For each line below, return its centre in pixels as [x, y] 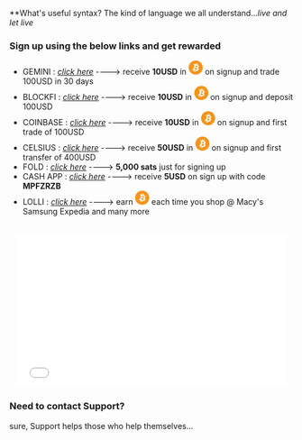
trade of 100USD [53, 132]
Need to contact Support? [67, 407]
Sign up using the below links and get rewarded [115, 46]
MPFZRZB [41, 186]
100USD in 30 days [58, 81]
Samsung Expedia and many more [86, 212]
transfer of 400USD [59, 158]
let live [22, 23]
